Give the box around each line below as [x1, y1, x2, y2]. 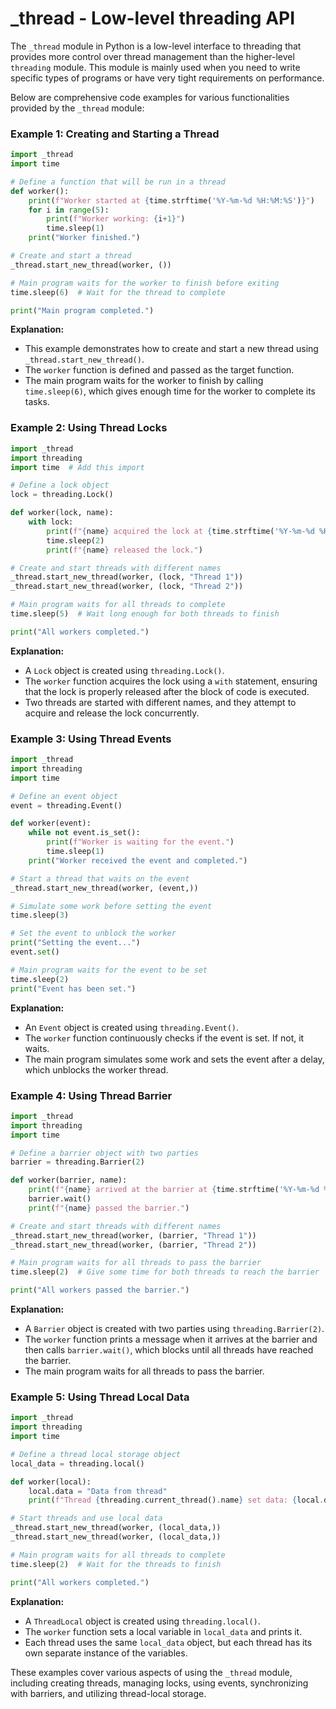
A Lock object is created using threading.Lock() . [24, 664, 225, 676]
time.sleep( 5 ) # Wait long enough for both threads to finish [10, 609, 280, 619]
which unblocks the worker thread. [24, 1063, 169, 1076]
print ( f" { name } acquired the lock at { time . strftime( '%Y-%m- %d [46, 526, 315, 536]
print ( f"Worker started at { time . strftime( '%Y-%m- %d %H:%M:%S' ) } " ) [28, 195, 315, 206]
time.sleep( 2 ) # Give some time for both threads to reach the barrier [10, 1267, 320, 1277]
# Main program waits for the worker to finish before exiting [10, 278, 280, 288]
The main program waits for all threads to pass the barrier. [24, 1365, 265, 1377]
